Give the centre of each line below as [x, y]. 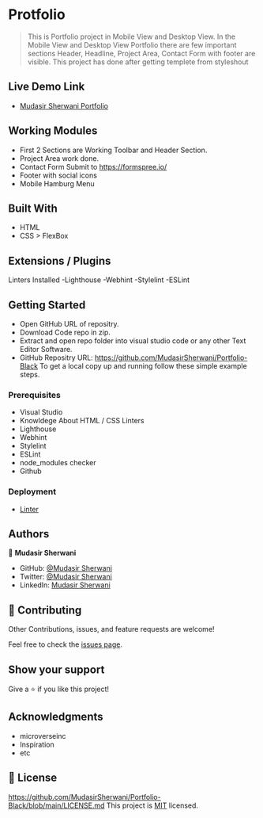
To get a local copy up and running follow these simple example [143, 366]
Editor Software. [46, 349]
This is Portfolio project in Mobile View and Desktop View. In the [131, 36]
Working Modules [53, 131]
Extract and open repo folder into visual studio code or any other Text [133, 341]
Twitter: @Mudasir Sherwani [66, 577]
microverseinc [43, 736]
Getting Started [47, 305]
